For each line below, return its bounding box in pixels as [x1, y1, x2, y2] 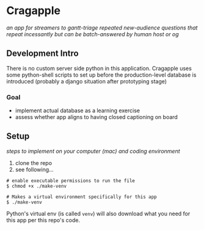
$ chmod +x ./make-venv [6, 183, 67, 189]
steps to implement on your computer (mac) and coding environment [6, 147, 180, 155]
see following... [15, 166, 54, 173]
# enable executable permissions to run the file [6, 177, 136, 184]
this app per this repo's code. [6, 216, 81, 224]
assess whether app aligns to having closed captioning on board [15, 113, 178, 121]
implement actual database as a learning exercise [15, 107, 140, 114]
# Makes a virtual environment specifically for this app [6, 194, 157, 200]
